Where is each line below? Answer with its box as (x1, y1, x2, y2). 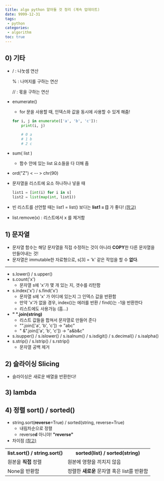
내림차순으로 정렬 (19, 425, 53, 431)
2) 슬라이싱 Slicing (5, 359, 60, 368)
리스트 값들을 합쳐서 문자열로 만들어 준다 (19, 317, 97, 323)
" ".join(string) (12, 311, 42, 317)
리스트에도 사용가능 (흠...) (19, 305, 68, 312)
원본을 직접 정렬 (7, 458, 42, 465)
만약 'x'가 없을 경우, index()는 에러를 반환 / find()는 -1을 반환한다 (19, 299, 143, 305)
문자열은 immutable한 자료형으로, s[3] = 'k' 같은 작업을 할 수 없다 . (12, 256, 139, 263)
